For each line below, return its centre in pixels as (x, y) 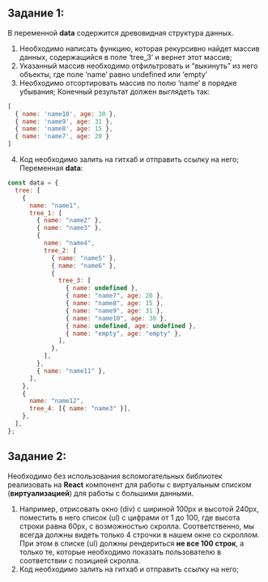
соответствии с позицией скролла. (80, 560)
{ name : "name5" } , (83, 258)
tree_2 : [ (60, 250)
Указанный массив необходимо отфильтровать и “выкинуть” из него (138, 66)
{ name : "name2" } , (70, 221)
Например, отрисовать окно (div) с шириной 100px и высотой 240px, (139, 508)
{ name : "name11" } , (71, 371)
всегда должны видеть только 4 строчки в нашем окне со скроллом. (139, 534)
